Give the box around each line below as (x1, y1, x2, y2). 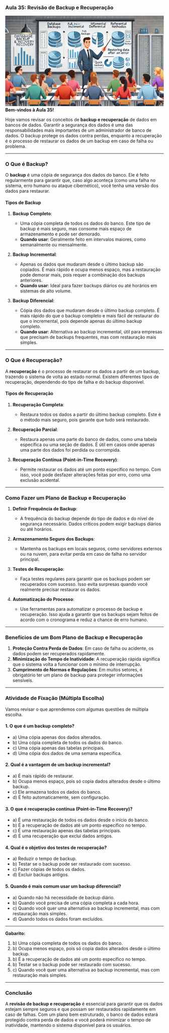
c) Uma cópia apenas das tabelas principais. (12, 745, 105, 751)
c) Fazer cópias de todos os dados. (12, 867, 86, 873)
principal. (20, 556, 40, 562)
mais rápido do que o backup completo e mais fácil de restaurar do (20, 313, 159, 319)
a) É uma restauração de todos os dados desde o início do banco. (12, 817, 149, 823)
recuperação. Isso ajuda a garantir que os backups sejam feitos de (20, 612, 158, 618)
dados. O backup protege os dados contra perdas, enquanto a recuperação (5, 132, 162, 138)
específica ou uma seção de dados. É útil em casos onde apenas (20, 442, 155, 448)
